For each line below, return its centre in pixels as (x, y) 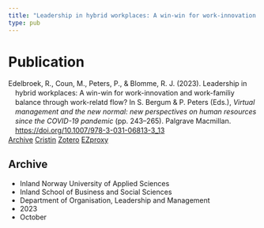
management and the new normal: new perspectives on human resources (136, 112)
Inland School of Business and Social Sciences (96, 192)
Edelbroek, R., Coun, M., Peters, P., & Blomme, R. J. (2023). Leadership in (128, 84)
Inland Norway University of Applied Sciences (94, 183)
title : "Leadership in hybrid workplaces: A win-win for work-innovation (132, 15)
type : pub (25, 23)
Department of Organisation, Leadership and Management (115, 200)
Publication (46, 62)
